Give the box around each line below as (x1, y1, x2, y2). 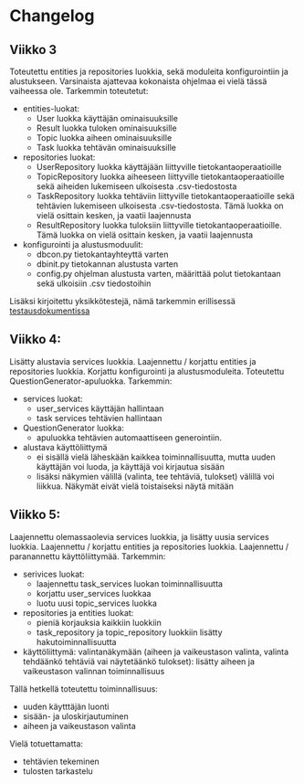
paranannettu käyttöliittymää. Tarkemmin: (9, 550, 166, 562)
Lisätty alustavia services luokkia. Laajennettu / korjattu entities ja (9, 355, 257, 366)
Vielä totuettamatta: (9, 737, 84, 749)
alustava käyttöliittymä (22, 441, 108, 452)
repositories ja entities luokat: (22, 607, 134, 618)
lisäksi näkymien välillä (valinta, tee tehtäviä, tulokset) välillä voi (36, 471, 275, 482)
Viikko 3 (9, 42, 58, 58)
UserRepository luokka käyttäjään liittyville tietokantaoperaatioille (36, 162, 282, 172)
